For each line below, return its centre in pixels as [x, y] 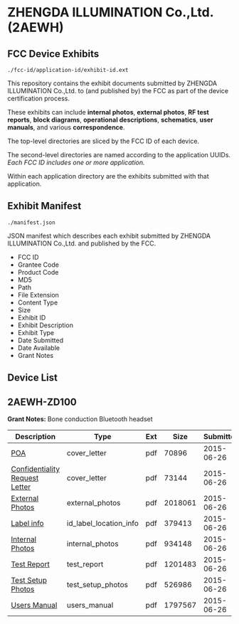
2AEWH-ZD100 [42, 402]
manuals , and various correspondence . [66, 127]
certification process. [38, 98]
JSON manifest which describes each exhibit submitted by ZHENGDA [109, 236]
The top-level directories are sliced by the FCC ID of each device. [103, 141]
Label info [27, 524]
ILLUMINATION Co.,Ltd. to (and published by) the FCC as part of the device [118, 91]
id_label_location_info [102, 524]
